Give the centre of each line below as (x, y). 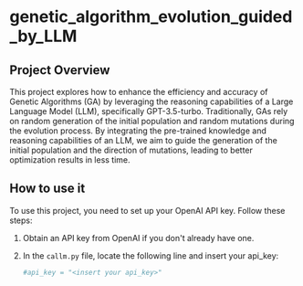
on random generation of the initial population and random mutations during (152, 121)
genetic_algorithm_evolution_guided (151, 17)
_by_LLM (43, 36)
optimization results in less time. (70, 160)
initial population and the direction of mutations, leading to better (131, 150)
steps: (21, 220)
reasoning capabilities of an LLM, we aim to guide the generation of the (144, 140)
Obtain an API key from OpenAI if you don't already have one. (138, 238)
